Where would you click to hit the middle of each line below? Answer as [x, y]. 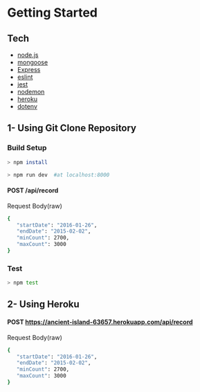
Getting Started [53, 13]
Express [29, 70]
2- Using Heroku [43, 304]
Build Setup [27, 148]
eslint [25, 77]
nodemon [31, 92]
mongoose [33, 62]
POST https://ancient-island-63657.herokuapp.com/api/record [100, 322]
